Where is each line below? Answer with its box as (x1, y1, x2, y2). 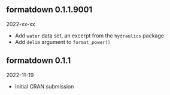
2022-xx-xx (6, 20, 35, 27)
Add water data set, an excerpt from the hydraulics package (14, 32, 165, 39)
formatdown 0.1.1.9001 (6, 5, 93, 15)
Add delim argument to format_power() (14, 38, 111, 45)
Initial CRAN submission (14, 83, 74, 90)
